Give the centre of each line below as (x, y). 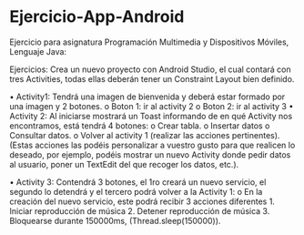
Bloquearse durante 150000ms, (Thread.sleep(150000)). (115, 220)
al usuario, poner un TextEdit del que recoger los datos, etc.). (124, 164)
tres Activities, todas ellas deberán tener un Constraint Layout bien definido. (152, 78)
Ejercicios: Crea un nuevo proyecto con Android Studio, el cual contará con (150, 69)
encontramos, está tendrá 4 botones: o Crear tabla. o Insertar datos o (140, 126)
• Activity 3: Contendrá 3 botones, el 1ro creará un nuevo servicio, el (138, 182)
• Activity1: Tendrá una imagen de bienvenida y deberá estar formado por (147, 97)
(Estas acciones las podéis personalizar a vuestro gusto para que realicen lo (152, 145)
